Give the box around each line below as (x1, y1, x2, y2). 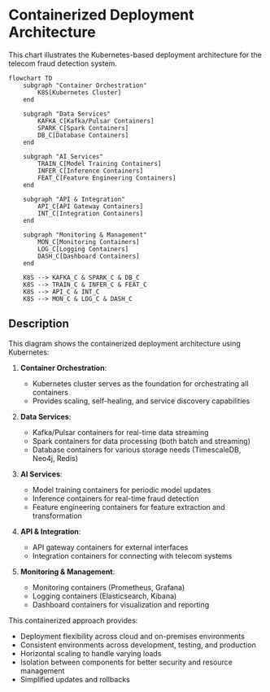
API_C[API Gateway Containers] (37, 202, 144, 211)
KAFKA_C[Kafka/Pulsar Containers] (37, 116, 155, 125)
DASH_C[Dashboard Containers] (37, 252, 140, 260)
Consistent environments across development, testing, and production (20, 640, 256, 650)
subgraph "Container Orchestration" (23, 81, 148, 89)
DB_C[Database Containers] (37, 131, 129, 139)
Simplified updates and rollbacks (20, 674, 130, 684)
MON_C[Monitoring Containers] (37, 237, 140, 246)
